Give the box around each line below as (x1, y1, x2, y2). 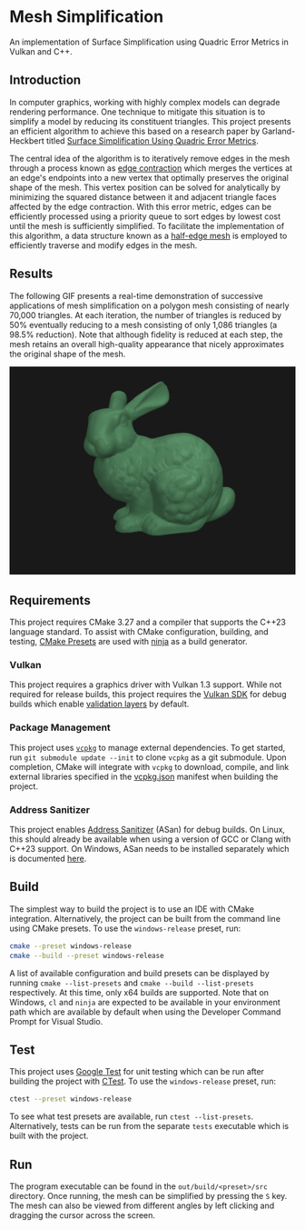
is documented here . (9, 853, 87, 864)
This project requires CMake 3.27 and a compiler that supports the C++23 (9, 616, 286, 628)
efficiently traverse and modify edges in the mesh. (9, 239, 198, 251)
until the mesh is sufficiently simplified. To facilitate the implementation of (9, 220, 285, 231)
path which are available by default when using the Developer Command (9, 1006, 281, 1017)
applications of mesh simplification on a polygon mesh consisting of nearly (9, 300, 290, 311)
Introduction (9, 73, 82, 88)
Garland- (261, 125, 296, 136)
